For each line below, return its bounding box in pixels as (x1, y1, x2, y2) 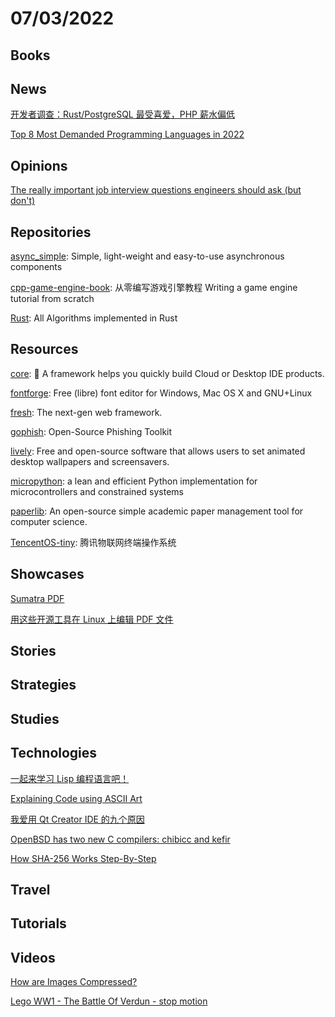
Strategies (10, 677, 77, 694)
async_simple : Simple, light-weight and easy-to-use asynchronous (10, 250, 285, 262)
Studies (10, 710, 60, 727)
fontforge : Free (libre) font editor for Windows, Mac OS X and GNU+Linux (10, 387, 313, 399)
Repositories (10, 223, 92, 241)
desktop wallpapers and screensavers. (10, 455, 170, 467)
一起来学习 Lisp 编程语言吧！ (10, 772, 130, 784)
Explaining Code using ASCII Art (10, 792, 143, 804)
